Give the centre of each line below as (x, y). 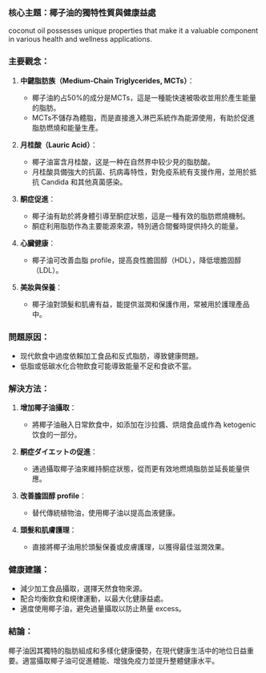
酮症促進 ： (38, 199)
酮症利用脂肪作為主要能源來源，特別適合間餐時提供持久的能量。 (137, 225)
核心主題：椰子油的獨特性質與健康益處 (82, 12)
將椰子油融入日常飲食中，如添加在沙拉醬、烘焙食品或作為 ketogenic (144, 425)
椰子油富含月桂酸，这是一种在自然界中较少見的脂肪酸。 (123, 161)
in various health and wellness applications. (80, 39)
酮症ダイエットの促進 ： (58, 452)
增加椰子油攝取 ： (48, 407)
